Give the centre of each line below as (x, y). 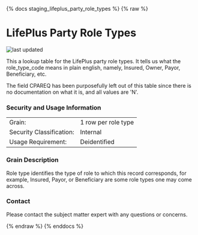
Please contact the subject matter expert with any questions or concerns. (97, 214)
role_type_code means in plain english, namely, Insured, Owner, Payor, (93, 67)
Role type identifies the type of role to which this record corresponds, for (97, 173)
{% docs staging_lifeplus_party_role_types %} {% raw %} (77, 9)
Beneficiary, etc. (26, 74)
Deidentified (97, 142)
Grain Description (32, 160)
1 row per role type (107, 123)
